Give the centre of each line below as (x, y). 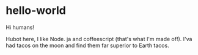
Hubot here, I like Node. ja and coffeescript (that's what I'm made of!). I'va (99, 39)
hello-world (36, 11)
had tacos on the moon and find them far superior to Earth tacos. (87, 45)
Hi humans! (20, 27)
